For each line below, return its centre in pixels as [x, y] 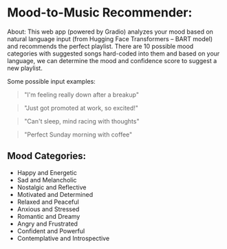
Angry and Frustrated [47, 224]
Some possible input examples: [52, 81]
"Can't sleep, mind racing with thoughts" [82, 121]
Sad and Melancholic [47, 180]
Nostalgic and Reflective [52, 187]
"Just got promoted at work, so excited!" [81, 108]
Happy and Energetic [47, 172]
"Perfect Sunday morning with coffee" [78, 134]
